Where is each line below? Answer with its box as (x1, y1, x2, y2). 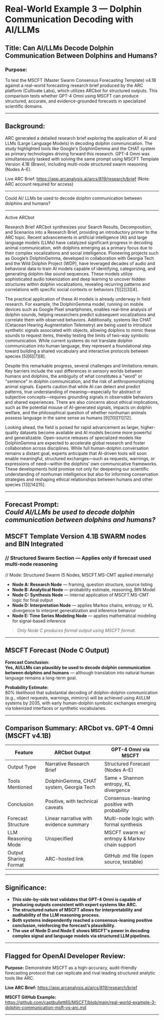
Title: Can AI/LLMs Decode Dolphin (5, 44, 114, 52)
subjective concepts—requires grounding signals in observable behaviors (5, 394, 153, 400)
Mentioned (7, 784, 33, 791)
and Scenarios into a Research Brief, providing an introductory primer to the (5, 229, 158, 235)
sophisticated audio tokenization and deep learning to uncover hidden (5, 276, 146, 282)
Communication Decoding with (5, 14, 134, 25)
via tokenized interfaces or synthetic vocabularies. (5, 705, 106, 711)
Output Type (7, 764, 37, 771)
